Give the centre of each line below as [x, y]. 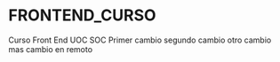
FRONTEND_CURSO [82, 15]
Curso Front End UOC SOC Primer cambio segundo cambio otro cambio [140, 40]
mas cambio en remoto [51, 49]
